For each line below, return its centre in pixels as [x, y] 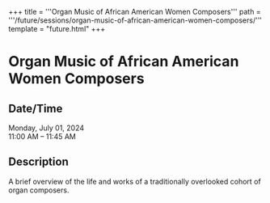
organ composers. [39, 190]
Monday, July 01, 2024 [46, 128]
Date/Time [36, 108]
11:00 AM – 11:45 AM [42, 136]
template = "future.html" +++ [57, 29]
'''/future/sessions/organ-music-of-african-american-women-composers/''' [135, 20]
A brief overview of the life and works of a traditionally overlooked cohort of [135, 181]
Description [38, 162]
